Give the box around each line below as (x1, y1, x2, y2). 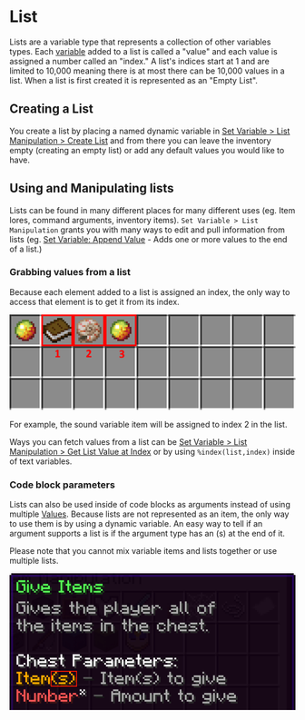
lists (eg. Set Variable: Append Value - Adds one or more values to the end (9, 233, 288, 244)
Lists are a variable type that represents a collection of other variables (9, 36, 271, 47)
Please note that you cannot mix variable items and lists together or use (9, 546, 278, 557)
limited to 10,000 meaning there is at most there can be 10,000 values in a (9, 65, 285, 76)
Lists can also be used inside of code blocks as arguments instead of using (9, 499, 290, 510)
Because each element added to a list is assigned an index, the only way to (9, 286, 290, 297)
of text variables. (9, 456, 73, 467)
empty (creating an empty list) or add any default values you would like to (9, 144, 285, 155)
